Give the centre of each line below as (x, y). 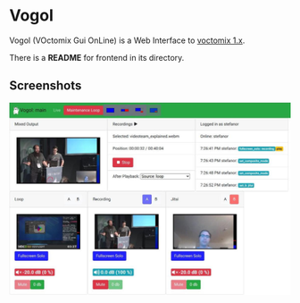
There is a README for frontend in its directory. (97, 57)
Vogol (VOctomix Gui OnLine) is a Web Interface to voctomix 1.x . (127, 40)
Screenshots (46, 86)
